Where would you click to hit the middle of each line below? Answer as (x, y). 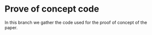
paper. (11, 27)
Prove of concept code (52, 9)
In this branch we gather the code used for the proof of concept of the (76, 22)
